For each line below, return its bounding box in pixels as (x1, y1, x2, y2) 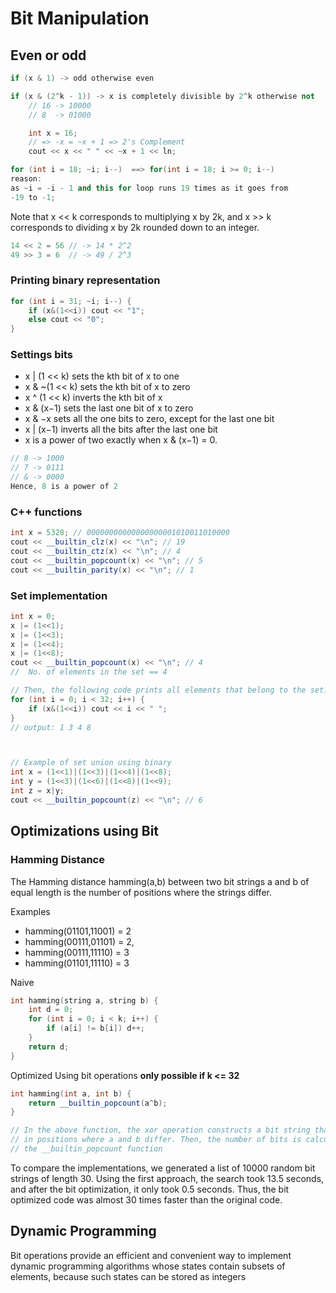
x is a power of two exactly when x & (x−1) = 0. (24, 434, 218, 446)
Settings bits (10, 348, 74, 362)
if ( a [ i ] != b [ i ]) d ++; (46, 1023, 145, 1034)
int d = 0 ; (28, 1005, 74, 1015)
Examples (10, 905, 51, 917)
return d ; (28, 1042, 70, 1052)
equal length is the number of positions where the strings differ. (10, 886, 272, 898)
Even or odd (10, 47, 87, 64)
